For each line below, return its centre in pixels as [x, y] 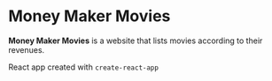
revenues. [27, 49]
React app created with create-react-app [83, 67]
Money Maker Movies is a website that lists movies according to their [136, 40]
